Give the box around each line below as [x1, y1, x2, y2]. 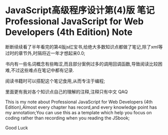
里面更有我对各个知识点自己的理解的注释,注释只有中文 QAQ [5, 88, 128, 95]
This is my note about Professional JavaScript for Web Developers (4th [5, 99, 153, 105]
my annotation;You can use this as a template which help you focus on [5, 109, 152, 115]
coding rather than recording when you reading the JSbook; [5, 115, 130, 121]
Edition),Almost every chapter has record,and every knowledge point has [5, 104, 157, 110]
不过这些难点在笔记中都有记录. [11, 67, 75, 73]
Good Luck [5, 124, 28, 130]
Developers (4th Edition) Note [5, 26, 133, 38]
